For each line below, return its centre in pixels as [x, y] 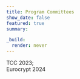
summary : [17, 29]
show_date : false [28, 18]
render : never [29, 46]
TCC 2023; [20, 63]
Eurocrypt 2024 [26, 69]
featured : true [25, 23]
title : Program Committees [40, 12]
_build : [16, 40]
